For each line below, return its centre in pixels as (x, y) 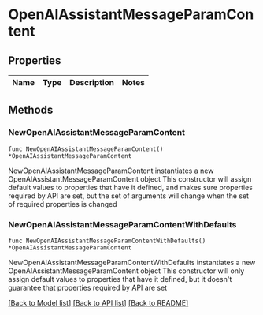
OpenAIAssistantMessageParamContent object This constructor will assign (130, 178)
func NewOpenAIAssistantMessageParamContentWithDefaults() (107, 241)
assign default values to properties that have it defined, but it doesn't (120, 279)
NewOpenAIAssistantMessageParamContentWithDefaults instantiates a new (132, 262)
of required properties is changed (63, 204)
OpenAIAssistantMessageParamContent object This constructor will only (126, 271)
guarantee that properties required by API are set (88, 287)
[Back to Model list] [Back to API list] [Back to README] (98, 302)
